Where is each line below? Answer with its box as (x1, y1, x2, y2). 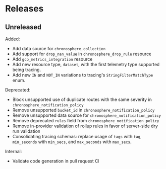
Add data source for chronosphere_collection (12, 46, 106, 51)
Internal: (5, 149, 22, 154)
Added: (5, 36, 20, 42)
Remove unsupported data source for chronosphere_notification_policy (12, 112, 161, 118)
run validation (12, 128, 41, 134)
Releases (5, 3, 44, 14)
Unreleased (5, 23, 42, 31)
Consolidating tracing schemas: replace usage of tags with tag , (12, 134, 142, 139)
